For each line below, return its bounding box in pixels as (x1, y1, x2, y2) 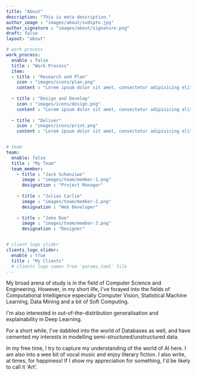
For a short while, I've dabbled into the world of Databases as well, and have (6, 327, 191, 335)
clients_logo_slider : (6, 247, 59, 253)
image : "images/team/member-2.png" (21, 198, 111, 204)
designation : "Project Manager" (21, 183, 104, 188)
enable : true (11, 252, 46, 258)
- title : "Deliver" (11, 117, 62, 123)
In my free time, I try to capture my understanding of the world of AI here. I (6, 344, 186, 352)
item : (11, 68, 25, 74)
